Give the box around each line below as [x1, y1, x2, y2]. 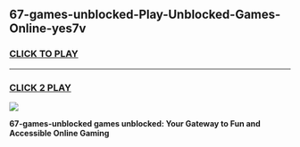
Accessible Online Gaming [9, 127, 110, 138]
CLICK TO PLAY [9, 48, 79, 61]
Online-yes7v [9, 21, 87, 37]
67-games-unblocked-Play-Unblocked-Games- [9, 7, 281, 22]
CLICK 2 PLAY [9, 81, 71, 94]
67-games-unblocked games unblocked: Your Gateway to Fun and [9, 118, 261, 128]
